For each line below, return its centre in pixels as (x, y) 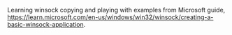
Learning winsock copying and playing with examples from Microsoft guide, (116, 10)
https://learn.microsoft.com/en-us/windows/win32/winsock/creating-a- (110, 17)
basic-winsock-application (45, 24)
